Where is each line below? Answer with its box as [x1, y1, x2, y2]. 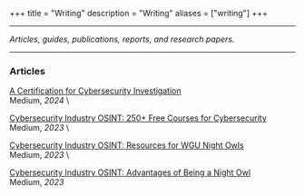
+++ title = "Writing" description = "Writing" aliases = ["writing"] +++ [9, 8, 268, 18]
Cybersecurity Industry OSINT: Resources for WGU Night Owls [9, 140, 244, 151]
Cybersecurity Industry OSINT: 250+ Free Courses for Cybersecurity [9, 113, 268, 123]
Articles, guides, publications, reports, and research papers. [9, 34, 235, 44]
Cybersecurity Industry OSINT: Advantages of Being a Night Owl [9, 167, 251, 178]
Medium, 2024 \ [9, 95, 70, 106]
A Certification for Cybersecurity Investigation [9, 85, 182, 96]
